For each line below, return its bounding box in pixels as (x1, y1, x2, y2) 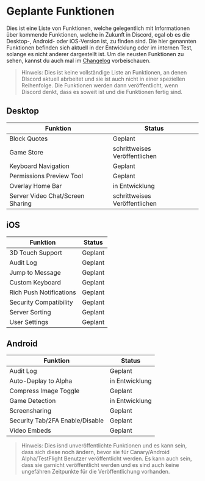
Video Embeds (9, 426, 51, 435)
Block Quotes (9, 134, 48, 143)
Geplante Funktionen (6, 4, 115, 18)
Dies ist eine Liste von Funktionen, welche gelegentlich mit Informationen (6, 24, 190, 32)
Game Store (9, 148, 44, 156)
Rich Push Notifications (9, 288, 76, 297)
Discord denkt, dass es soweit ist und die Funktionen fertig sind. (21, 88, 183, 95)
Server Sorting (9, 308, 51, 316)
